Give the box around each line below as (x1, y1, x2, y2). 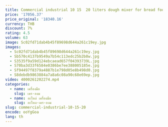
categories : (5, 81, 30, 86)
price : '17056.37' (5, 12, 43, 17)
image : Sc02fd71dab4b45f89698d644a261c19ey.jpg (5, 40, 106, 45)
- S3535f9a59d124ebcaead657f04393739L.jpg (9, 58, 99, 63)
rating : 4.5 (5, 30, 30, 35)
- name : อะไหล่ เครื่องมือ (9, 95, 51, 100)
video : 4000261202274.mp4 (5, 77, 59, 82)
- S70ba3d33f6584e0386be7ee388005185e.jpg (9, 63, 99, 68)
